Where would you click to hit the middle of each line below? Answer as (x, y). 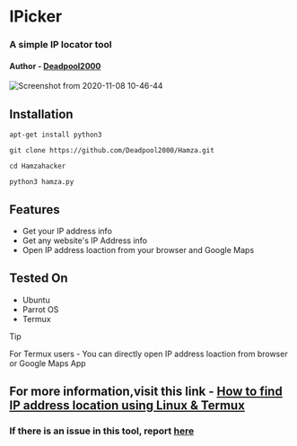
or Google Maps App (48, 363)
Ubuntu (36, 300)
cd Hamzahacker (38, 166)
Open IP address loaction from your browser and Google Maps (138, 249)
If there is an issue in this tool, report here (102, 431)
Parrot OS (40, 309)
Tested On (39, 279)
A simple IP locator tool (61, 45)
